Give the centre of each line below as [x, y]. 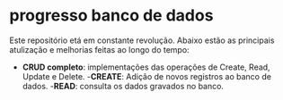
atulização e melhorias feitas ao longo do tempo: [100, 49]
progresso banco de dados [111, 16]
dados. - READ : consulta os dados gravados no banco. [123, 86]
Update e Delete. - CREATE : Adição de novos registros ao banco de [147, 76]
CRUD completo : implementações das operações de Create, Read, [146, 67]
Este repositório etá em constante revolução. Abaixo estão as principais [142, 40]
